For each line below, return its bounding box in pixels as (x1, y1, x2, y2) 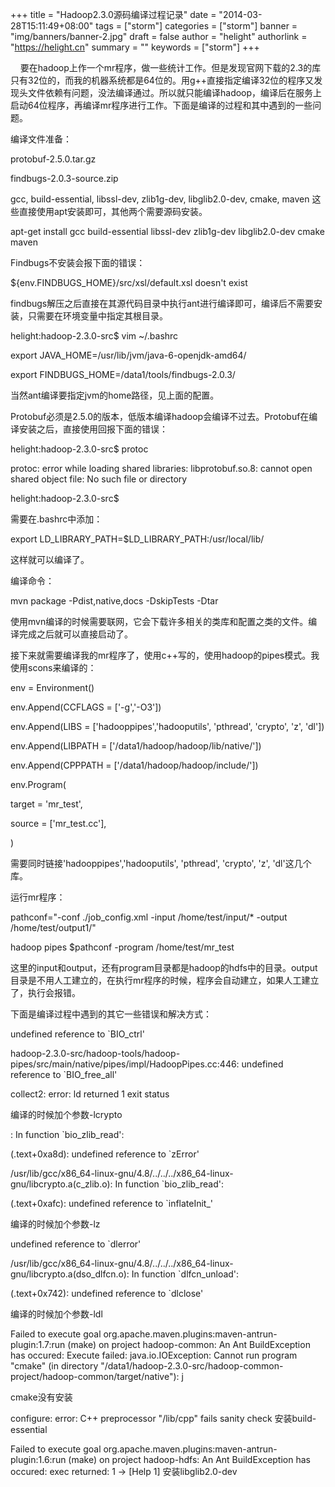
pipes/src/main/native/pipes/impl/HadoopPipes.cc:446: (10, 1058, 240, 1070)
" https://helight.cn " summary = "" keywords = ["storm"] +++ (10, 41, 260, 53)
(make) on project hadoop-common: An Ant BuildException (67, 1339, 311, 1350)
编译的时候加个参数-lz (10, 1218, 101, 1230)
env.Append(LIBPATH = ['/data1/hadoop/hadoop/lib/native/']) (10, 740, 262, 752)
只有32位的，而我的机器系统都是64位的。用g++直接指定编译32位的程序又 (10, 74, 315, 86)
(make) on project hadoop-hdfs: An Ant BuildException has (68, 1454, 311, 1465)
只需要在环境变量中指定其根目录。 (27, 310, 168, 322)
